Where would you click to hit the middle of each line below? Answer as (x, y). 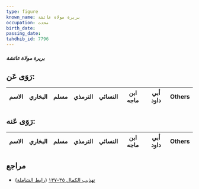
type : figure (22, 12)
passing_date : (24, 34)
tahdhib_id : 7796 (28, 39)
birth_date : (21, 28)
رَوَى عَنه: (21, 121)
